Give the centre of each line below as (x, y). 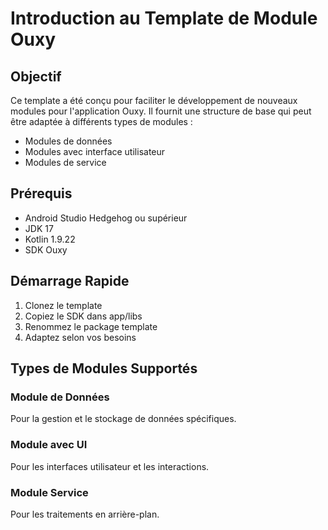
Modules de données (68, 141)
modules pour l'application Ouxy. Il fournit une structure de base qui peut (161, 111)
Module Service (49, 492)
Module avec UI (49, 445)
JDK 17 (39, 228)
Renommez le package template (91, 326)
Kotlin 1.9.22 (50, 239)
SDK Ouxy (46, 249)
